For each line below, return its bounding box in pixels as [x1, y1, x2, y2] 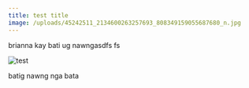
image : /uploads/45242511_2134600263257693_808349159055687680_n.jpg [8, 19, 242, 27]
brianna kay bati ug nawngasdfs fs [8, 40, 121, 49]
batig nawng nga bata [8, 71, 80, 80]
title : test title [8, 11, 69, 20]
